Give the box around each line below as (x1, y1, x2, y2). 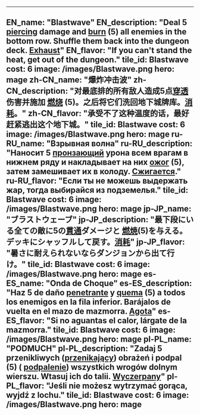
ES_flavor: (6, 315, 45, 326)
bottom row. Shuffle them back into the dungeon (6, 36, 189, 47)
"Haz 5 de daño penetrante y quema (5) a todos (6, 287, 186, 298)
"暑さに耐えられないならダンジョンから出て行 (6, 248, 175, 258)
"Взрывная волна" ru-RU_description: (46, 138, 193, 149)
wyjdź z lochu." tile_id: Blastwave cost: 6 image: (6, 390, 189, 400)
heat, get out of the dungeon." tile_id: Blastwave (6, 55, 189, 65)
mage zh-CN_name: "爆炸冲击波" (6, 75, 132, 85)
